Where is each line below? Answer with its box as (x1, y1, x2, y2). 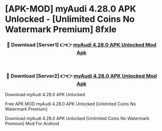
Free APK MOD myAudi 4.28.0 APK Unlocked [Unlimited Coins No (5, 101, 136, 107)
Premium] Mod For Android (5, 120, 60, 126)
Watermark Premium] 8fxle (5, 24, 117, 35)
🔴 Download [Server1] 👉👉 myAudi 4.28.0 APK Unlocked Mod (6, 42, 157, 48)
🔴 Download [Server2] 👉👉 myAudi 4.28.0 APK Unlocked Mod (6, 73, 157, 79)
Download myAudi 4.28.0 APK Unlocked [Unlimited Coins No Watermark (5, 115, 149, 121)
